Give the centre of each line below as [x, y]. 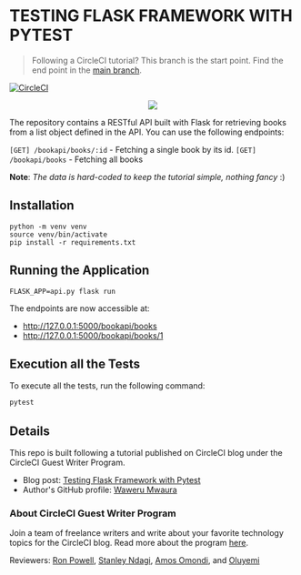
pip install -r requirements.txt [73, 242]
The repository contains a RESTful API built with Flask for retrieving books [148, 122]
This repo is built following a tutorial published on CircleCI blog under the [146, 453]
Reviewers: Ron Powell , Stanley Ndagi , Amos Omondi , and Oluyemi [135, 560]
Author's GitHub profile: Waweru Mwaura [100, 490]
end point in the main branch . [87, 70]
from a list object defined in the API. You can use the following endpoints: [147, 132]
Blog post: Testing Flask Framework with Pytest [112, 480]
